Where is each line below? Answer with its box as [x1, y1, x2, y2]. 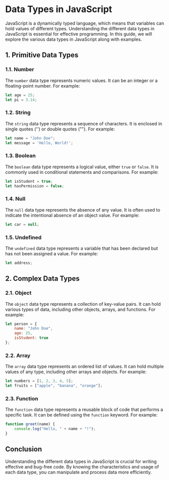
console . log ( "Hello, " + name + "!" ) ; [14, 427, 96, 432]
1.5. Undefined [5, 234, 42, 241]
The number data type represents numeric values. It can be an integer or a [5, 77, 158, 84]
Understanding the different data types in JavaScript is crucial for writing [5, 458, 157, 464]
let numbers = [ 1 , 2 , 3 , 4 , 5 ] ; [5, 379, 73, 384]
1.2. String [5, 109, 31, 116]
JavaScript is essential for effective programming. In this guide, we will [5, 31, 152, 37]
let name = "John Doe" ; [5, 135, 55, 141]
